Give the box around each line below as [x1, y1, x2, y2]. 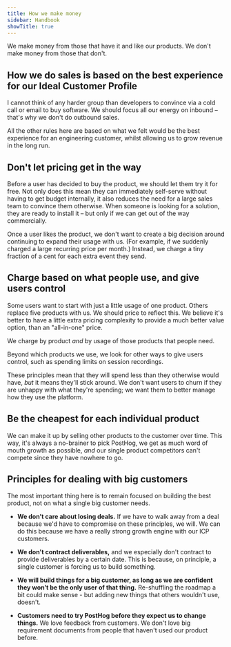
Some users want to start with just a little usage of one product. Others [7, 301, 208, 309]
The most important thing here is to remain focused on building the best [7, 492, 212, 500]
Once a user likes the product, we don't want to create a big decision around [7, 230, 225, 238]
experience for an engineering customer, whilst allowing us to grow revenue [7, 134, 223, 143]
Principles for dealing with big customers [7, 473, 188, 485]
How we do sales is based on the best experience [7, 69, 223, 81]
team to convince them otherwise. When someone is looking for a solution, [7, 202, 220, 210]
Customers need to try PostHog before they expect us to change [17, 612, 206, 620]
